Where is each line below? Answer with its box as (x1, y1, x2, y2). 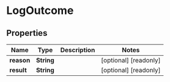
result (9, 66, 28, 74)
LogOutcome (6, 4, 74, 18)
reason (9, 56, 31, 64)
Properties (6, 28, 48, 38)
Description (60, 46, 95, 54)
